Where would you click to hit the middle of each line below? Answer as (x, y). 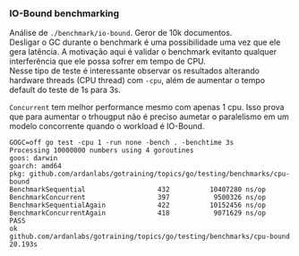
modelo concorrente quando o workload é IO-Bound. (107, 126)
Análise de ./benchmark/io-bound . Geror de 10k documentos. (121, 33)
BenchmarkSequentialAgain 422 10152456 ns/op (138, 205)
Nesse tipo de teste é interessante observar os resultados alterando (134, 71)
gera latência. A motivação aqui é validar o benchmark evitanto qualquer (143, 52)
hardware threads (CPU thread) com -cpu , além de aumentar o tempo (137, 81)
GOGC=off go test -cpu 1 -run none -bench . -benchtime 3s (122, 143)
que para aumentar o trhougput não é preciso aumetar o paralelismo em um (149, 117)
